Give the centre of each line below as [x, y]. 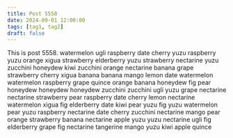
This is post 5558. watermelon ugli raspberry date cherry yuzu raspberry [112, 53]
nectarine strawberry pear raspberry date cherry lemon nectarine [101, 98]
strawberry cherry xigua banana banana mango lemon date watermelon [110, 75]
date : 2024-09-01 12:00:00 [46, 20]
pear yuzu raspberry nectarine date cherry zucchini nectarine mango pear [114, 112]
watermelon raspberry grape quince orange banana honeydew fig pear [109, 83]
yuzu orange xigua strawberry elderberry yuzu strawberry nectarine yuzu [113, 61]
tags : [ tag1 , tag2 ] [35, 26]
